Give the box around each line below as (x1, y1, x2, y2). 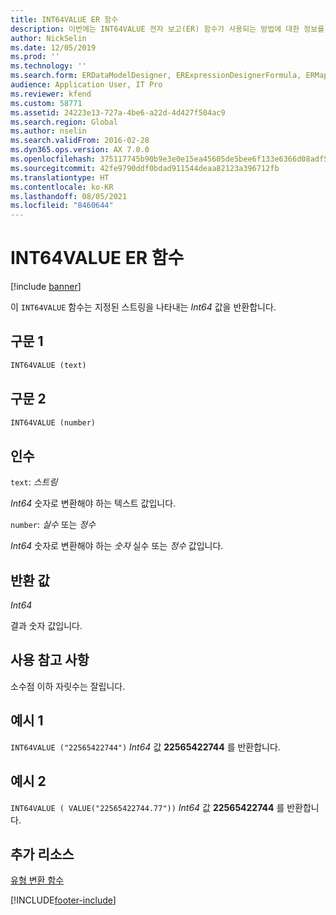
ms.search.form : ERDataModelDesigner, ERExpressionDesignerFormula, (10, 71, 302, 81)
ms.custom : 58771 (10, 98, 83, 108)
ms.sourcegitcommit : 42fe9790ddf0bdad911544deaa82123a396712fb (10, 163, 280, 173)
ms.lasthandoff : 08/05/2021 (10, 191, 128, 201)
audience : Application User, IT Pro (10, 80, 163, 90)
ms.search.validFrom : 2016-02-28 (10, 136, 150, 146)
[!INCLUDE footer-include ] (10, 894, 117, 906)
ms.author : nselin (10, 126, 87, 136)
